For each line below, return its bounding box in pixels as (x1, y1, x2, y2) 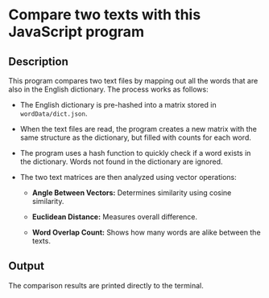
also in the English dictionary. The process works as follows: (8, 84, 209, 94)
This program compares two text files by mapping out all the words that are (8, 76, 259, 85)
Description (8, 55, 68, 68)
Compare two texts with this (8, 6, 201, 24)
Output (8, 259, 44, 273)
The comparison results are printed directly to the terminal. (8, 280, 204, 290)
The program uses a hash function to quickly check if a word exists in (19, 149, 251, 157)
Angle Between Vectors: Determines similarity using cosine (31, 188, 232, 198)
